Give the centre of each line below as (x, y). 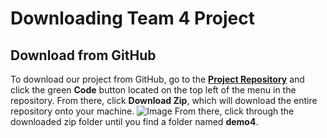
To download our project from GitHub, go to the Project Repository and (157, 79)
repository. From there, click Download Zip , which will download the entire (164, 100)
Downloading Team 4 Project (133, 18)
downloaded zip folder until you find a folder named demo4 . (134, 121)
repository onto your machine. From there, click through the (152, 111)
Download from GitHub (83, 55)
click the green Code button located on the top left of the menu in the (153, 90)
